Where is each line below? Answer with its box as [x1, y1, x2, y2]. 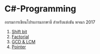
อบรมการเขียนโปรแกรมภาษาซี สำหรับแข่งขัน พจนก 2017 [4, 19, 95, 25]
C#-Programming [4, 3, 76, 14]
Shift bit [11, 29, 28, 34]
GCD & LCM [11, 39, 36, 44]
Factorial [11, 33, 29, 39]
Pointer [11, 44, 26, 50]
